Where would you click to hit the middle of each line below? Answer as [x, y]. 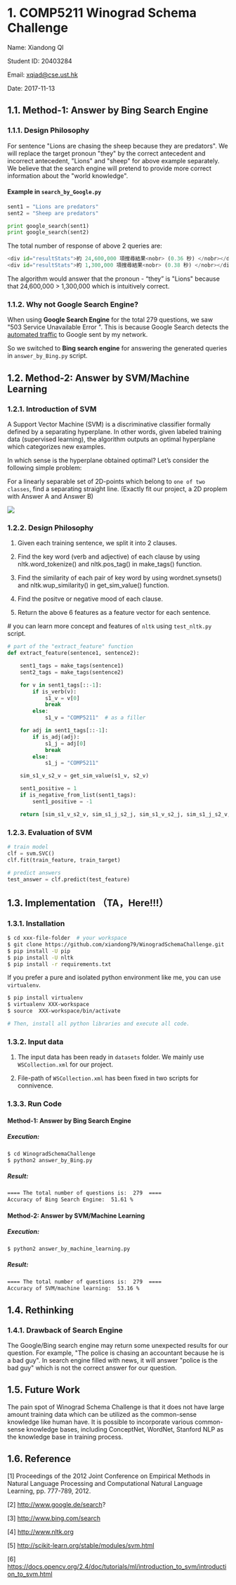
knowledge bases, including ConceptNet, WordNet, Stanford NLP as [125, 1429]
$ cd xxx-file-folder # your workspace [67, 938]
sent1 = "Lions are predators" [53, 206]
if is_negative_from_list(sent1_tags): [78, 795]
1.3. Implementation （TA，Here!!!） [88, 903]
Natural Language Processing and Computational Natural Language [105, 1483]
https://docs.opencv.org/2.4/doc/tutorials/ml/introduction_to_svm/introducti [117, 1566]
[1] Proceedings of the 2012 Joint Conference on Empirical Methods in [109, 1476]
